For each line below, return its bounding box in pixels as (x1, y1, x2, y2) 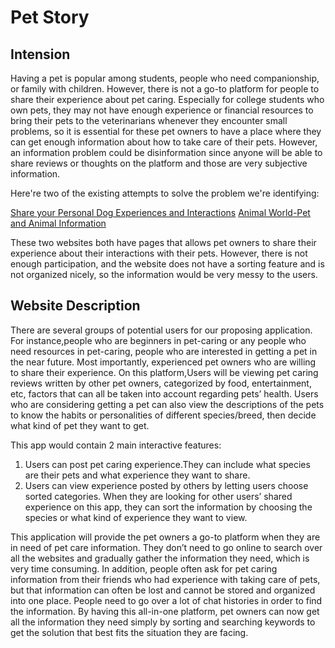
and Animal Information (10, 217, 107, 229)
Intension (10, 46, 71, 63)
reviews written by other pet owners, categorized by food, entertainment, (10, 377, 312, 389)
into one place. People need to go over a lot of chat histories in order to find (10, 594, 323, 606)
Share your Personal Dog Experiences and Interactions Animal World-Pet (10, 207, 311, 218)
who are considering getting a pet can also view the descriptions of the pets (10, 398, 325, 410)
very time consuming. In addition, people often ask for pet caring (10, 562, 278, 575)
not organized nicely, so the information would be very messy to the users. (10, 269, 318, 280)
